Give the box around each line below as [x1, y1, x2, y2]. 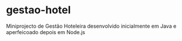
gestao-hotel [6, 3, 71, 17]
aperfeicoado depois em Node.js [6, 28, 85, 35]
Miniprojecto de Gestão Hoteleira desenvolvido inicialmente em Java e [6, 23, 177, 29]
